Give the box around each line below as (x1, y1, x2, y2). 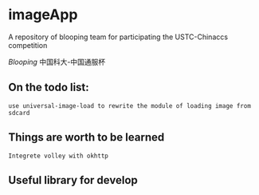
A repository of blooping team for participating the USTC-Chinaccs (8, 32, 229, 42)
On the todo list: (8, 81, 89, 94)
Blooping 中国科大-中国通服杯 (8, 57, 106, 66)
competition (8, 40, 48, 50)
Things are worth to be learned (8, 130, 165, 145)
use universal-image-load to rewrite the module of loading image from (8, 101, 251, 109)
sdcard (8, 109, 30, 117)
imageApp (8, 6, 78, 24)
